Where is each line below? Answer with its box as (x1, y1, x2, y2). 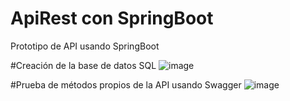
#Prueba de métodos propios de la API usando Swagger (10, 78, 242, 91)
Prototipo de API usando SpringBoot (10, 40, 160, 52)
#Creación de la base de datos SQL (10, 59, 157, 71)
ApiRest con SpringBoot (10, 7, 214, 30)
